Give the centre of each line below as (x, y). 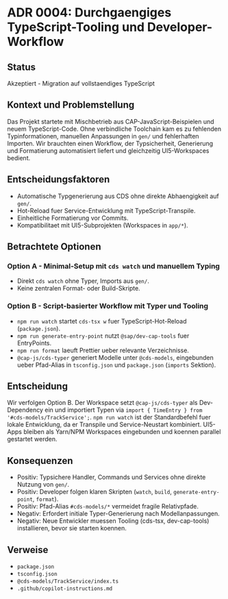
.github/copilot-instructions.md (65, 589)
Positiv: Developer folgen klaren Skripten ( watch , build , (94, 492)
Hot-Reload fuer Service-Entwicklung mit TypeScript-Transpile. (106, 210)
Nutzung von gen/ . (43, 485)
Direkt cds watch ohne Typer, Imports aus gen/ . (83, 281)
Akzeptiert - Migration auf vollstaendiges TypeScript (81, 83)
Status (22, 67)
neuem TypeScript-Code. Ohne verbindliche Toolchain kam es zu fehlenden (114, 129)
